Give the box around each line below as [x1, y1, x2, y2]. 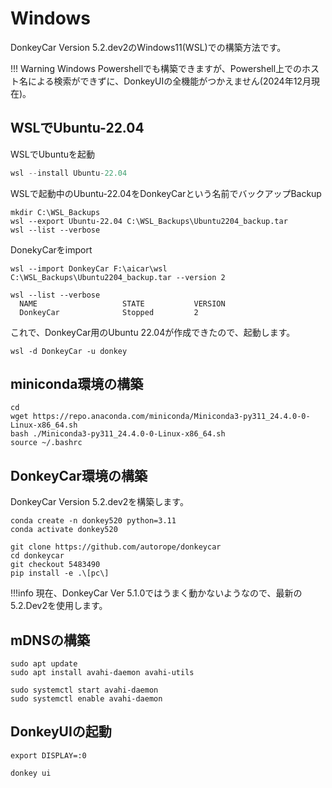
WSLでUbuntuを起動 [10, 148, 96, 160]
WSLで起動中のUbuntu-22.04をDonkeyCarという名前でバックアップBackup [10, 187, 322, 199]
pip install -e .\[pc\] [10, 568, 110, 579]
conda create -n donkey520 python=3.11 [10, 516, 177, 526]
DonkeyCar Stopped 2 [19, 307, 199, 317]
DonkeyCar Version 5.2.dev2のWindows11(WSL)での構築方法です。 [10, 41, 287, 53]
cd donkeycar [10, 551, 65, 561]
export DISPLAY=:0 [10, 750, 87, 761]
